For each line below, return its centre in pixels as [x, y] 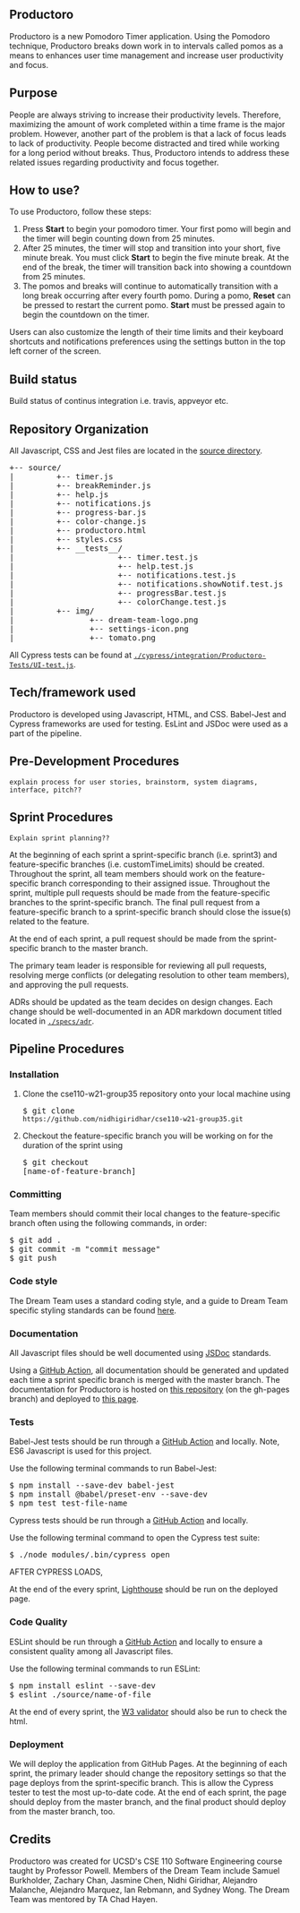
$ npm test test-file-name [69, 1503]
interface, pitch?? [46, 790]
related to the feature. [49, 921]
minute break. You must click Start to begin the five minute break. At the [155, 258]
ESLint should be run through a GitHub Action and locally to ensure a [136, 1642]
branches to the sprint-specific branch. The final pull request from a [135, 902]
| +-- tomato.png [83, 638]
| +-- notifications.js [80, 504]
